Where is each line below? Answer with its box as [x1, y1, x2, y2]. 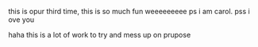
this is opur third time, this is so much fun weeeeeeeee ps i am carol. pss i [8, 7, 250, 16]
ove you [8, 15, 35, 24]
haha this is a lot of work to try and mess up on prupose [8, 31, 191, 39]
